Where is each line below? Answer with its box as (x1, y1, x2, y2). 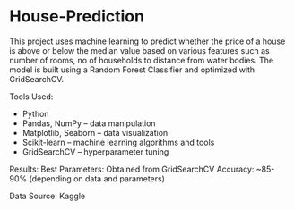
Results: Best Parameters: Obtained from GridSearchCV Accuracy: (9, 164, 255, 174)
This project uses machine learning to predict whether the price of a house (9, 36, 286, 46)
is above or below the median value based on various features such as (9, 45, 271, 55)
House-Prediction (9, 6, 145, 27)
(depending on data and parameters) (29, 172, 166, 184)
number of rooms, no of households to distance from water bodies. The (9, 55, 274, 65)
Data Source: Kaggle (9, 190, 86, 201)
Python (22, 108, 49, 119)
